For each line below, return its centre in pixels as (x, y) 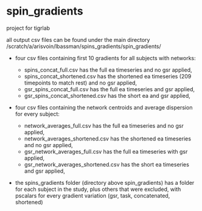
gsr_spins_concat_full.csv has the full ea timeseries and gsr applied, (110, 89)
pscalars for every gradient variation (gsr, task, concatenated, (92, 195)
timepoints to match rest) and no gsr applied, (81, 83)
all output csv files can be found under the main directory (78, 40)
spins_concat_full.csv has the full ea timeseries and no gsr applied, (108, 70)
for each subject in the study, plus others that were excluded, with (98, 189)
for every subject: (37, 114)
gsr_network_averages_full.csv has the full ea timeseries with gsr (106, 151)
